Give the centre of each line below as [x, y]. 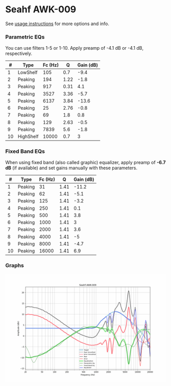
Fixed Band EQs [25, 151]
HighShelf [28, 136]
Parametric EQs [25, 37]
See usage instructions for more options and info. [57, 24]
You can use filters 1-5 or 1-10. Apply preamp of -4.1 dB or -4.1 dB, [75, 48]
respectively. [19, 54]
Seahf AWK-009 [41, 9]
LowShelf [28, 72]
